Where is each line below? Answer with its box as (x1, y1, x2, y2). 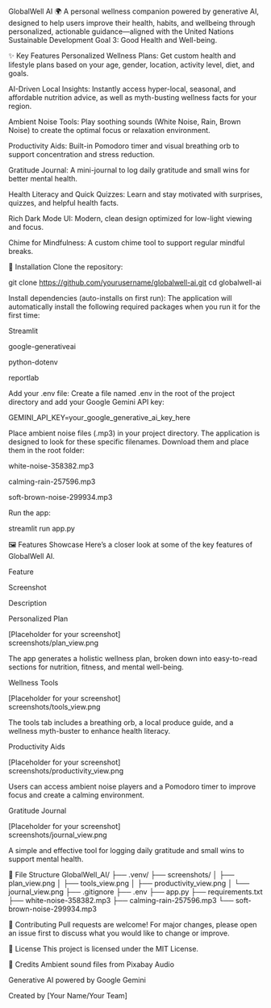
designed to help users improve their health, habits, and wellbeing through (8, 19, 256, 27)
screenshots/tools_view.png (8, 702, 101, 711)
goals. (8, 69, 29, 78)
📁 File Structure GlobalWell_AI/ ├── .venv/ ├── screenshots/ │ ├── (8, 870, 236, 879)
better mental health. (8, 174, 78, 183)
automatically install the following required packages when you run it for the (8, 302, 261, 311)
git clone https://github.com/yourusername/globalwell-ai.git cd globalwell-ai (8, 277, 262, 287)
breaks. (8, 247, 34, 256)
